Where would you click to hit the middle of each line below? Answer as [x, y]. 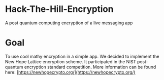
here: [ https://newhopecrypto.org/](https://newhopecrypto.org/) [70, 72]
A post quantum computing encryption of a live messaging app [69, 23]
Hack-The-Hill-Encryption [59, 9]
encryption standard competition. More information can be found [90, 67]
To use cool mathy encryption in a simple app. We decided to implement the [82, 56]
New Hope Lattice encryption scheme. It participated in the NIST [71, 61]
